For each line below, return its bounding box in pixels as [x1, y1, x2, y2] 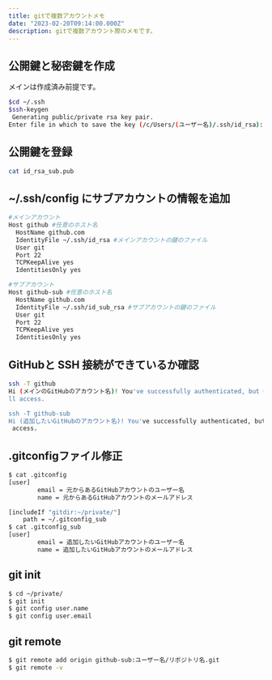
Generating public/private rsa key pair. [11, 113, 154, 121]
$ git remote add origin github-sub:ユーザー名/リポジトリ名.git [8, 656, 220, 664]
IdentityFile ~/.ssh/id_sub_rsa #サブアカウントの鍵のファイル [15, 303, 216, 312]
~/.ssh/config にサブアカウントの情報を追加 [8, 191, 231, 205]
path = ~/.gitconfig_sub [23, 516, 107, 524]
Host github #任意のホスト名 [8, 221, 99, 229]
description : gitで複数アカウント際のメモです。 [8, 27, 156, 35]
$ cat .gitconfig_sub [8, 523, 82, 531]
